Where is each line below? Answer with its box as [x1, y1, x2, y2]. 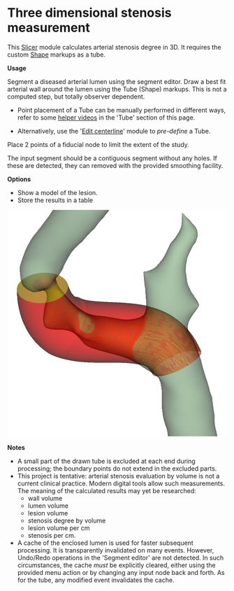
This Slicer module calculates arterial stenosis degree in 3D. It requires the [7, 43, 221, 51]
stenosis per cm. [27, 532, 76, 540]
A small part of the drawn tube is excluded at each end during [17, 457, 196, 466]
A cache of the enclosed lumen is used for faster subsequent [17, 539, 193, 547]
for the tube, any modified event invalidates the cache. [17, 576, 175, 585]
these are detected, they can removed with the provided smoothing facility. [7, 161, 224, 169]
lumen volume [27, 501, 68, 510]
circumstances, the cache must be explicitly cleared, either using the [17, 561, 216, 569]
